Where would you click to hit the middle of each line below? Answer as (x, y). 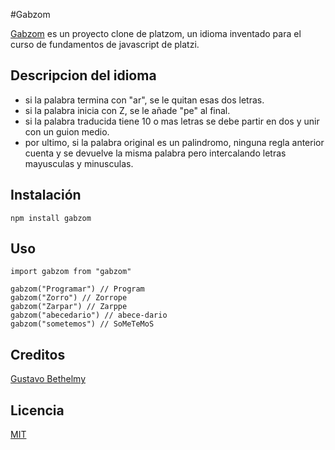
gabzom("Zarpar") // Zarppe (69, 307)
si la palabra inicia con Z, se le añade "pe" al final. (127, 110)
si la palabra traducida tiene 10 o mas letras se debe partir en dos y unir (172, 121)
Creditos (38, 354)
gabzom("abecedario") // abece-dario (89, 315)
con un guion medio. (67, 131)
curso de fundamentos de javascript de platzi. (105, 44)
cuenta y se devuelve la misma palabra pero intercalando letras (155, 153)
